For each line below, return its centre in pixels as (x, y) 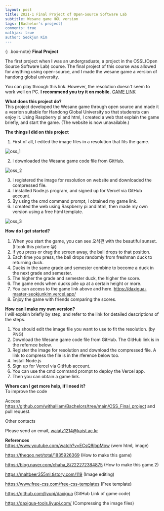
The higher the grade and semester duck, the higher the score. (76, 278)
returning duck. (28, 262)
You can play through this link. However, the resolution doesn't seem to (78, 86)
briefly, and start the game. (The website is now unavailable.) (67, 122)
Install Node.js (27, 360)
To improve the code (26, 391)
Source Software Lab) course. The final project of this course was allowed (81, 66)
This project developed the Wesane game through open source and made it (82, 107)
